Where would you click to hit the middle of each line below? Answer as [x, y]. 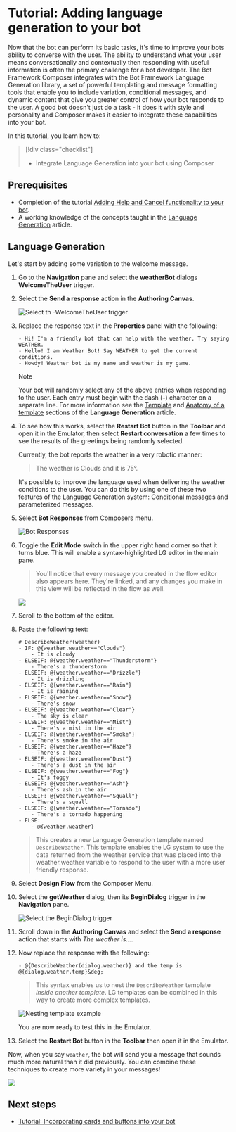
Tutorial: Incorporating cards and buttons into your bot [97, 1121]
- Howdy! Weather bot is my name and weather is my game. [105, 363]
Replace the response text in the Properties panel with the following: [118, 326]
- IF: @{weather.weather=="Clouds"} [72, 648]
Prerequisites [38, 185]
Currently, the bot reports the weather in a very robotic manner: [110, 454]
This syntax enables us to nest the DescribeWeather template [123, 985]
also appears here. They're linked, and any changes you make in [129, 581]
